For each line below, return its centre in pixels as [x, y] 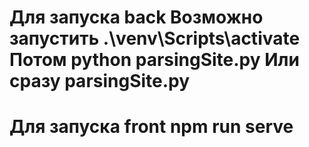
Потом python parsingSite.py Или [154, 60]
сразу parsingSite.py [100, 81]
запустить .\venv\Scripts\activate [155, 38]
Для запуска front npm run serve [151, 127]
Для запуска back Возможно [136, 17]
